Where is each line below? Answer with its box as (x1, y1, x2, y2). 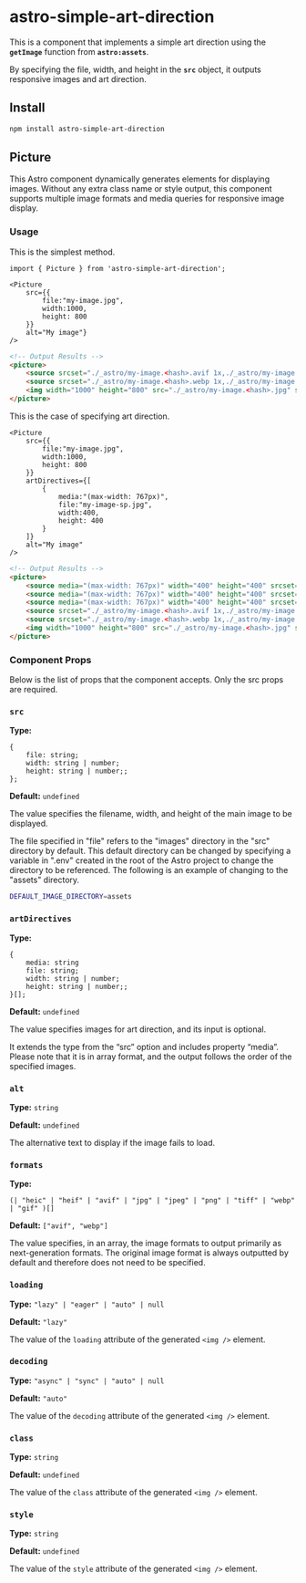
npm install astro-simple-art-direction (9, 124, 166, 133)
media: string (25, 958, 79, 967)
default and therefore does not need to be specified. (9, 1257, 207, 1268)
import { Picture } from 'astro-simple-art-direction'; (9, 264, 226, 273)
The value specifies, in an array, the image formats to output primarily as (9, 1238, 282, 1249)
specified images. (9, 1060, 76, 1071)
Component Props (9, 653, 92, 666)
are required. (9, 684, 58, 695)
